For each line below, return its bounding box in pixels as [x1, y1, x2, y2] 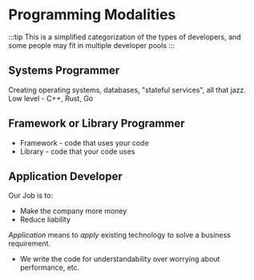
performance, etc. [19, 262, 80, 273]
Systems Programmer [8, 64, 120, 78]
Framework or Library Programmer [8, 117, 186, 130]
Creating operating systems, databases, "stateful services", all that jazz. [8, 85, 247, 94]
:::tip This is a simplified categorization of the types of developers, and [8, 32, 242, 42]
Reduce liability [19, 214, 71, 225]
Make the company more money [19, 206, 127, 216]
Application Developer [8, 170, 123, 183]
